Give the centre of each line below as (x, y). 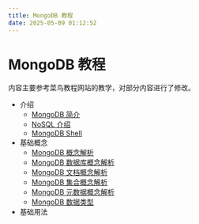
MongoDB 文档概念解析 (69, 173)
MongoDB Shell (57, 133)
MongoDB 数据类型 (63, 202)
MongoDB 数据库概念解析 (73, 162)
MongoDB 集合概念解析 (69, 182)
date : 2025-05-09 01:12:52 (53, 23)
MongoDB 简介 (56, 115)
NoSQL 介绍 (51, 124)
